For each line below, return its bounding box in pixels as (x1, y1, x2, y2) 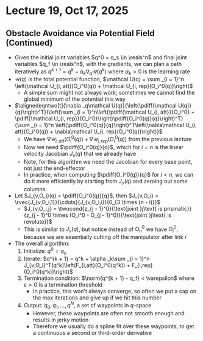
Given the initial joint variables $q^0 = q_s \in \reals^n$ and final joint (14, 54, 187, 61)
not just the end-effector (23, 164, 86, 172)
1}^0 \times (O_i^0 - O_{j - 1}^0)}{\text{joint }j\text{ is (40, 211, 172, 219)
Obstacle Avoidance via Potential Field (5, 28, 155, 38)
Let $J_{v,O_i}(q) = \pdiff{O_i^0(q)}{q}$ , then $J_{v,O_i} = (14, 192, 159, 199)
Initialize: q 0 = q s (23, 246, 66, 256)
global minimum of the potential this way (23, 95, 126, 103)
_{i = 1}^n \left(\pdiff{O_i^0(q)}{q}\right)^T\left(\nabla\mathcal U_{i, (30, 122, 198, 129)
